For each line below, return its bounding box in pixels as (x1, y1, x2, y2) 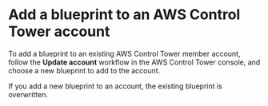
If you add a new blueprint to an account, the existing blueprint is (8, 81, 222, 91)
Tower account (8, 22, 110, 41)
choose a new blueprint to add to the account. (8, 65, 161, 75)
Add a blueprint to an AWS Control (8, 6, 241, 24)
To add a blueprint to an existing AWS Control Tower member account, (8, 49, 241, 58)
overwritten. (8, 89, 49, 99)
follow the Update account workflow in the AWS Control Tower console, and (8, 57, 261, 67)
